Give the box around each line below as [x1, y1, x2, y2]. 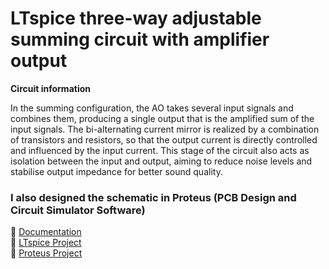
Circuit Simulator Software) [10, 203, 146, 217]
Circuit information [10, 82, 91, 94]
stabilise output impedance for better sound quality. [10, 165, 223, 177]
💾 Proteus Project [10, 247, 83, 259]
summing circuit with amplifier [10, 28, 270, 51]
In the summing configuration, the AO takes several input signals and [10, 102, 294, 114]
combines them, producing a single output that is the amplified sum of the [10, 112, 315, 124]
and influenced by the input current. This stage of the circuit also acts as [10, 144, 310, 156]
